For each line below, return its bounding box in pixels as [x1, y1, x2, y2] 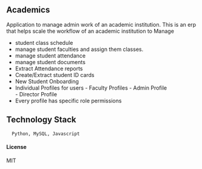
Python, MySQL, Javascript [12, 130, 80, 137]
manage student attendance [15, 51, 86, 59]
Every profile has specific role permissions [15, 97, 122, 104]
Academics [6, 5, 50, 15]
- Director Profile [15, 90, 58, 98]
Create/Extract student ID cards [15, 71, 95, 78]
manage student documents [15, 58, 86, 65]
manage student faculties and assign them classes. [15, 45, 144, 53]
